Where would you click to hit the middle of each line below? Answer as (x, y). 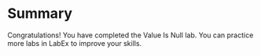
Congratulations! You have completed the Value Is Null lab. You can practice (130, 35)
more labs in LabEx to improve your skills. (75, 43)
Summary (40, 14)
